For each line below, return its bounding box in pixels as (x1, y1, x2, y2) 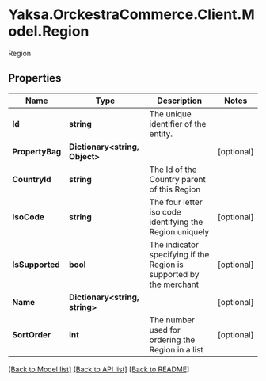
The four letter (149, 196, 203, 208)
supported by (149, 269, 199, 280)
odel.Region (8, 22, 89, 40)
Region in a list (149, 344, 203, 355)
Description (157, 95, 203, 106)
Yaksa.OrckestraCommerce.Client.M (8, 6, 255, 24)
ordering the (149, 334, 196, 345)
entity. (149, 128, 173, 139)
